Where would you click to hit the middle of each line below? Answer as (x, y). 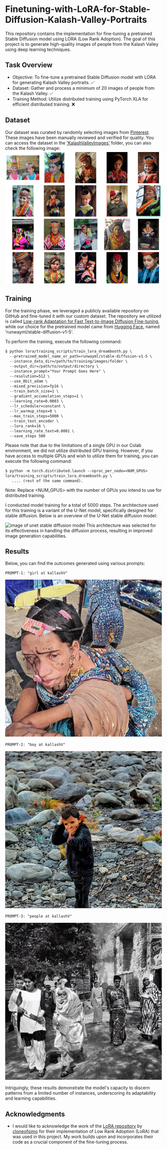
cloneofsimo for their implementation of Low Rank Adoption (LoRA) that (85, 1132)
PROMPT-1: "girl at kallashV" (37, 573)
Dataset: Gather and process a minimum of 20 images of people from (83, 88)
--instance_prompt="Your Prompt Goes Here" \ (58, 371)
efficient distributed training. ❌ (44, 104)
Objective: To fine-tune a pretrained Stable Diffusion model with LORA (84, 77)
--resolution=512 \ (30, 376)
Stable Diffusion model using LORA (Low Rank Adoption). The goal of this (80, 39)
